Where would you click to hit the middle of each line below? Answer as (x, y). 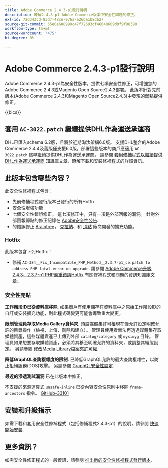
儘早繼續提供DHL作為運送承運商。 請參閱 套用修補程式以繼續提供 (96, 154)
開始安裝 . (15, 430)
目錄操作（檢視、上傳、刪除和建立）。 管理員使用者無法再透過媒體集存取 (88, 330)
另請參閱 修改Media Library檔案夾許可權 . (57, 349)
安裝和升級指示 (28, 411)
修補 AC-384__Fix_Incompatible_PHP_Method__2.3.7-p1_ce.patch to (81, 262)
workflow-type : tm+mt (28, 29)
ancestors (15, 394)
